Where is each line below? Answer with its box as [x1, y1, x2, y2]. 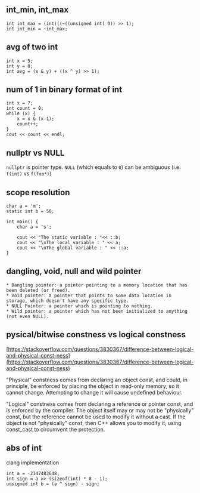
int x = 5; [6, 58, 33, 64]
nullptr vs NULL [6, 147, 65, 158]
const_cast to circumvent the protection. [6, 426, 105, 433]
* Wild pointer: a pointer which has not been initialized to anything [6, 308, 187, 314]
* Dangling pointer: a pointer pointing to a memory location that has [6, 282, 187, 288]
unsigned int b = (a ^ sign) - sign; [6, 480, 100, 487]
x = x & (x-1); [17, 116, 55, 122]
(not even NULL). [6, 313, 49, 319]
